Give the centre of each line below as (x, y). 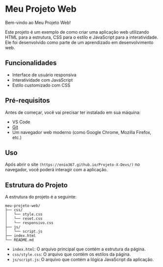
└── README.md (20, 240)
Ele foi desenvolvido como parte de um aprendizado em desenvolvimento (79, 42)
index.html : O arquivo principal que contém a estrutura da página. (79, 249)
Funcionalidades (31, 63)
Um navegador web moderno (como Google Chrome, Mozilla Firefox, (82, 132)
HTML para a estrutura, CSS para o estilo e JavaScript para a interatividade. (81, 37)
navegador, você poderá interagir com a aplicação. (56, 170)
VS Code (21, 122)
